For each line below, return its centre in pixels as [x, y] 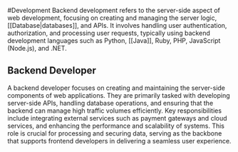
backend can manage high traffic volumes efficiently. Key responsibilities [115, 111]
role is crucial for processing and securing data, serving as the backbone [115, 133]
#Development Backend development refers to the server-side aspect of [114, 10]
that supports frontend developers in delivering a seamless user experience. [119, 141]
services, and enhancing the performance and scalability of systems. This [116, 126]
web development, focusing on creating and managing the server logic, [112, 18]
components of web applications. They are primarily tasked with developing [119, 95]
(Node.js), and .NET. [37, 48]
